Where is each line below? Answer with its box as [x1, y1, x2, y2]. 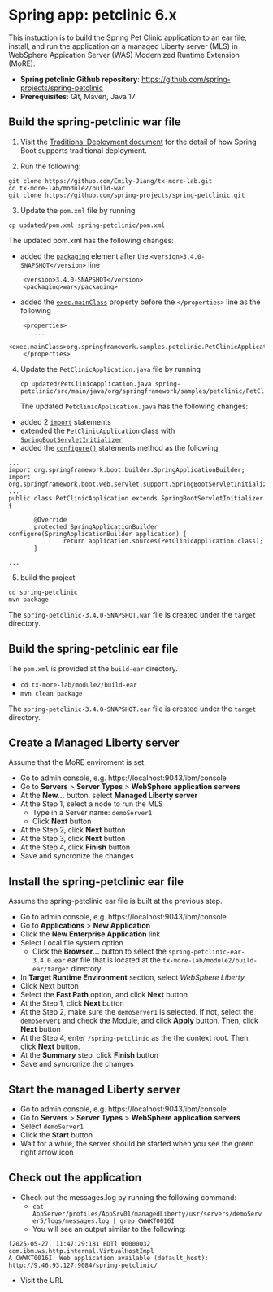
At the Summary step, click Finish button [19, 1050, 159, 1060]
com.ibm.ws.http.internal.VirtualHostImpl [8, 1246, 154, 1255]
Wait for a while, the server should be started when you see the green [19, 1139, 254, 1148]
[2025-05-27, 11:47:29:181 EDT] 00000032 [8, 1239, 151, 1248]
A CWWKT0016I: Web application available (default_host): [8, 1254, 209, 1262]
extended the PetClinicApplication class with [19, 426, 175, 435]
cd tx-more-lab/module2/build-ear [19, 681, 137, 689]
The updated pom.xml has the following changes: [8, 235, 175, 245]
